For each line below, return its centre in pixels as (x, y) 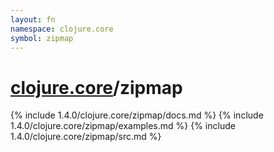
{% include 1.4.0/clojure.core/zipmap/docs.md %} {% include (137, 115)
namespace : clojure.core (62, 29)
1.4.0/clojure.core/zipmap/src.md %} (86, 137)
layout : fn (33, 19)
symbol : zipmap (42, 38)
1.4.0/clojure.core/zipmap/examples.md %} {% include (123, 126)
